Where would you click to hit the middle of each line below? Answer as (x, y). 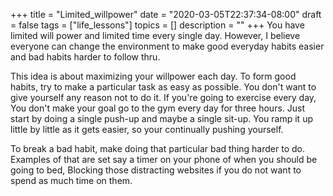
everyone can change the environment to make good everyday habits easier (167, 46)
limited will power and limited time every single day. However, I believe (155, 35)
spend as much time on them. (71, 180)
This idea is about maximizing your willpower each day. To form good (153, 76)
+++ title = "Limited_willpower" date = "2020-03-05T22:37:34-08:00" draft (166, 14)
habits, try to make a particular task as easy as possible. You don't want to (163, 87)
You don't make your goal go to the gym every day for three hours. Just (158, 108)
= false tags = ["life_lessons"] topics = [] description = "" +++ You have (157, 25)
